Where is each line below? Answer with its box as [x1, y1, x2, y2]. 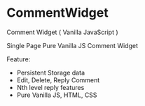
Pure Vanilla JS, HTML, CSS [16, 91, 97, 99]
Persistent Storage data [16, 68, 85, 77]
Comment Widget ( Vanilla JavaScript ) [6, 28, 118, 36]
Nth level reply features [16, 83, 85, 91]
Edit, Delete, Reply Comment [16, 75, 100, 84]
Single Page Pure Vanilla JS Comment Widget [6, 41, 138, 50]
